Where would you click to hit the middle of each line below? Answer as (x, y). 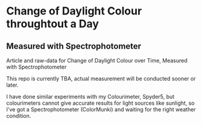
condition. (19, 116)
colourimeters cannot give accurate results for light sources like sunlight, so (100, 103)
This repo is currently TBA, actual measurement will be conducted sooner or (101, 79)
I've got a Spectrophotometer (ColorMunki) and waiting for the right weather (101, 109)
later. (13, 85)
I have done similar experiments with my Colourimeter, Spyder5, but (90, 97)
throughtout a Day (53, 24)
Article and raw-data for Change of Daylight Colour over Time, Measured (97, 60)
